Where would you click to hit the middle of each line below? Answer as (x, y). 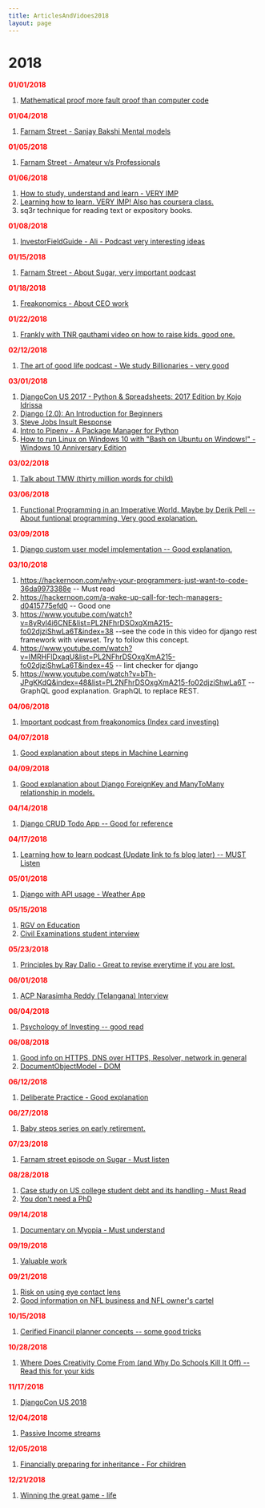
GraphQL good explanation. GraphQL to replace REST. (109, 691)
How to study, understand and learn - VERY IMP (99, 194)
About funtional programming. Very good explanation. (108, 518)
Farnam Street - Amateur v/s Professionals (90, 163)
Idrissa (31, 405)
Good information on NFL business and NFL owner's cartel (117, 1301)
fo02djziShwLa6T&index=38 (67, 631)
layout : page (30, 23)
